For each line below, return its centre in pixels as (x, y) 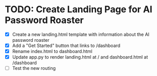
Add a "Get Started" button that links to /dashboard (66, 45)
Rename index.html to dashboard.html (52, 52)
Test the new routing (34, 68)
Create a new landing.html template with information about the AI (81, 34)
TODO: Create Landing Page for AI (79, 9)
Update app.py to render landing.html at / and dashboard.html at (80, 57)
